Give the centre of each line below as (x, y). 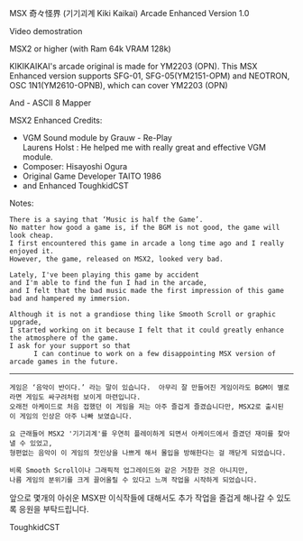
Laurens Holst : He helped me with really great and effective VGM (144, 147)
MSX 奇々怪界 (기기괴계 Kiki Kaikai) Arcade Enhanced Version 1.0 (129, 13)
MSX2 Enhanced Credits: (56, 120)
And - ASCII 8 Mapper (50, 103)
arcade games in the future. (64, 362)
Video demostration (46, 31)
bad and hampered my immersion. (70, 298)
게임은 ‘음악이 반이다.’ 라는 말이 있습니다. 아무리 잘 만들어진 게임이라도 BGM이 (141, 388)
